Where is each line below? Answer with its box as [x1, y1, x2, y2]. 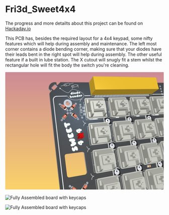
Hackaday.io [5, 25, 31, 31]
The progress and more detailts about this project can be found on [5, 20, 143, 26]
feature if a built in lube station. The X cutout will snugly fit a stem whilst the [5, 56, 162, 62]
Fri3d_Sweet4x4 [5, 4, 76, 15]
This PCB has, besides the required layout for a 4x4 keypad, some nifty [5, 35, 153, 41]
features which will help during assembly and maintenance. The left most [5, 40, 157, 46]
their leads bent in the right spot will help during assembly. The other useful [5, 51, 162, 57]
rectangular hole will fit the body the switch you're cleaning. [5, 62, 130, 68]
